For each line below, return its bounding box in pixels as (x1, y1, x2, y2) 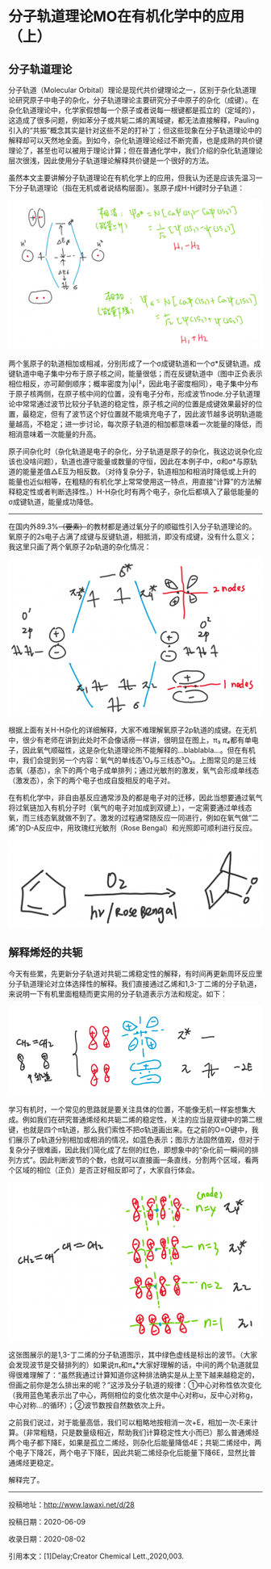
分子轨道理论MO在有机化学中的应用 (8, 7, 244, 26)
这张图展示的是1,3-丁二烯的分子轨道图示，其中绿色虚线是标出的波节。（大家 (8, 1350, 258, 1360)
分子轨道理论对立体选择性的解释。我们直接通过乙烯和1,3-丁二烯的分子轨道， (8, 979, 261, 988)
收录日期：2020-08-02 (8, 1534, 86, 1544)
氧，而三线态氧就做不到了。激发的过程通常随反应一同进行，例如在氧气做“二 (8, 813, 260, 823)
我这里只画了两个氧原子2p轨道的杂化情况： (8, 542, 152, 552)
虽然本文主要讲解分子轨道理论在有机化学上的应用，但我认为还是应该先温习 (8, 173, 256, 182)
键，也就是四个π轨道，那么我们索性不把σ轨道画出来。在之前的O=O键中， (8, 1124, 252, 1135)
